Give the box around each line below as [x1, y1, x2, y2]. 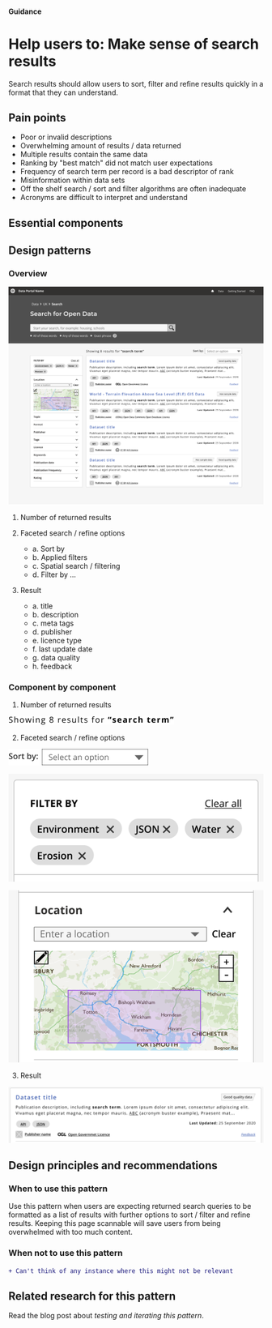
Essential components [8, 216, 124, 230]
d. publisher [32, 627, 73, 637]
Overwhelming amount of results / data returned [19, 141, 182, 151]
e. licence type [32, 636, 83, 646]
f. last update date [32, 644, 93, 654]
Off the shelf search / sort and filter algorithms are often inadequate [19, 184, 247, 194]
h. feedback [32, 661, 73, 672]
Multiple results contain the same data [19, 150, 148, 160]
